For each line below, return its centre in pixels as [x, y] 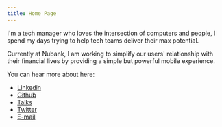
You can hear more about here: [51, 74]
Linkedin [29, 87]
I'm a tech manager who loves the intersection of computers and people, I [111, 33]
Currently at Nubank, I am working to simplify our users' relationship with [110, 54]
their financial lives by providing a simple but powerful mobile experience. [111, 61]
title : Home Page [32, 13]
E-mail [26, 117]
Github [26, 95]
